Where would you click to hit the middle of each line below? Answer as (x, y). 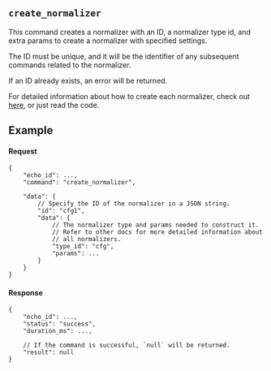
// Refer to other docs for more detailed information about (157, 232)
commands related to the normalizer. (70, 65)
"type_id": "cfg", (83, 247)
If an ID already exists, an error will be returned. (88, 80)
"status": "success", (59, 324)
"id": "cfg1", (61, 211)
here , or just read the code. (54, 105)
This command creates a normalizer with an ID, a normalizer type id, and (130, 32)
